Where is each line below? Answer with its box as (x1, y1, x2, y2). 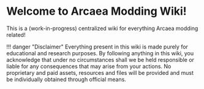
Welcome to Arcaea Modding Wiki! (6, 4, 187, 18)
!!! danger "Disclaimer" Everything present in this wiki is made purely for (6, 43, 189, 50)
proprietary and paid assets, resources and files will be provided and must (6, 69, 194, 76)
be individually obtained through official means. (6, 75, 127, 83)
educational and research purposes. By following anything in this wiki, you (6, 49, 194, 56)
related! (6, 31, 26, 38)
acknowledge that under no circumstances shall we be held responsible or (6, 56, 195, 63)
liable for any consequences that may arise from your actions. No (6, 63, 172, 70)
